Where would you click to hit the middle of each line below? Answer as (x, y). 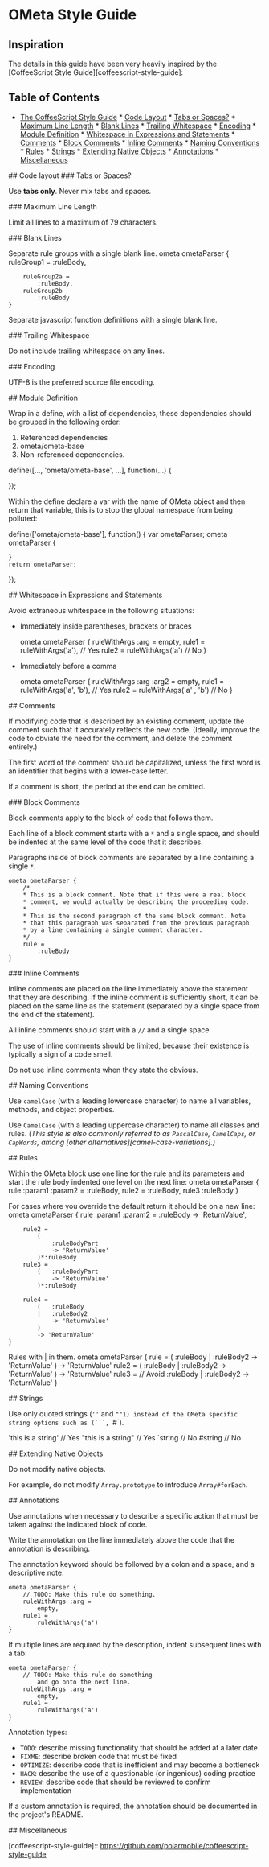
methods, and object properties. (61, 1109)
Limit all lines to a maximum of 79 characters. (83, 222)
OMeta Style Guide (73, 15)
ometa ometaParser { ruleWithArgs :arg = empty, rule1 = (112, 641)
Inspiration (36, 45)
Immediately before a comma (68, 666)
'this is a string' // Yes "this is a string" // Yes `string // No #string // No (125, 1437)
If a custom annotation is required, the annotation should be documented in (133, 1806)
